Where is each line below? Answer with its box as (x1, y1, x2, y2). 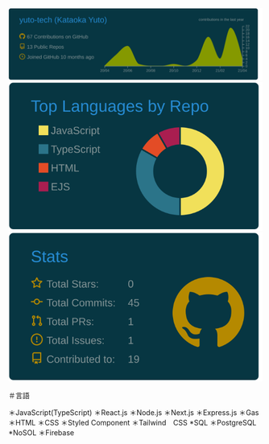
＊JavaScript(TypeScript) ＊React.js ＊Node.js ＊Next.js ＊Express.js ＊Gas (8, 407, 259, 417)
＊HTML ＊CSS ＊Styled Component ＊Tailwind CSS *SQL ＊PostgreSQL (8, 417, 257, 427)
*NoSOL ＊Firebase (8, 427, 75, 438)
